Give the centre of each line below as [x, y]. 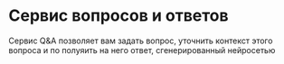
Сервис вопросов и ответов [118, 16]
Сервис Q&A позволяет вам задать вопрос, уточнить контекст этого [141, 41]
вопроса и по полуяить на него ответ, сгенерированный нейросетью [142, 50]
